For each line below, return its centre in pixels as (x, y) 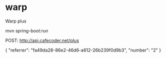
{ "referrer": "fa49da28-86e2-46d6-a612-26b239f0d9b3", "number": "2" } (83, 50)
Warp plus (16, 21)
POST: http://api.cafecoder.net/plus (42, 40)
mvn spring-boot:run (27, 30)
